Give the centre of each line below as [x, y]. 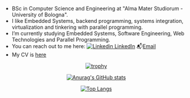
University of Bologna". [40, 15]
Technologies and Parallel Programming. [61, 40]
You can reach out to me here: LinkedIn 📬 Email [84, 46]
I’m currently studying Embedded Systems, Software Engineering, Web [98, 33]
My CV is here [29, 55]
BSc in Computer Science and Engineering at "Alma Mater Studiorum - [97, 9]
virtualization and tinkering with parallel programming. [77, 27]
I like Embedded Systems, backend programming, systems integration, [98, 21]
